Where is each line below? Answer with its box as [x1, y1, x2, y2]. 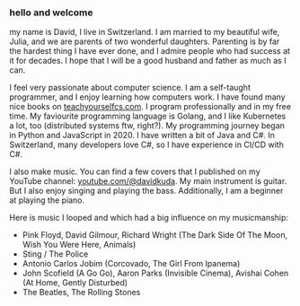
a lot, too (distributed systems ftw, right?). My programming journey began [9, 120, 286, 131]
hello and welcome [9, 6, 93, 19]
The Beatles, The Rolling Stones [22, 287, 141, 298]
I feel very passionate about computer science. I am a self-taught [9, 83, 251, 93]
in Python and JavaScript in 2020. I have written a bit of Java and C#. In [9, 130, 276, 141]
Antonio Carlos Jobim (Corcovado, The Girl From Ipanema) [22, 258, 241, 269]
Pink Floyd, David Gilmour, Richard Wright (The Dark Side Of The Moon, [22, 230, 288, 240]
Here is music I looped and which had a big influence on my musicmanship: [9, 213, 289, 223]
